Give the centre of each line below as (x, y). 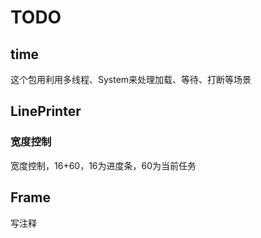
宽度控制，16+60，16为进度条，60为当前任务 (103, 165)
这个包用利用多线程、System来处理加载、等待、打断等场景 (131, 79)
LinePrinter (46, 111)
